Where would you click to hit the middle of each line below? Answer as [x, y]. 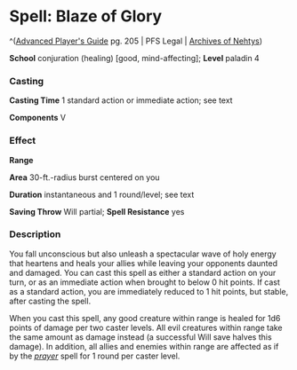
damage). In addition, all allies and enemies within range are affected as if [144, 346]
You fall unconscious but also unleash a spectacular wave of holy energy [143, 254]
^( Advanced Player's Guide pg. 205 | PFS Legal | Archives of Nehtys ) [136, 41]
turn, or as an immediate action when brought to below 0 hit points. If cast [144, 282]
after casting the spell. [50, 301]
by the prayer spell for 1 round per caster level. [95, 356]
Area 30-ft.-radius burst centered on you [84, 177]
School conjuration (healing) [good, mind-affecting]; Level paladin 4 [134, 58]
